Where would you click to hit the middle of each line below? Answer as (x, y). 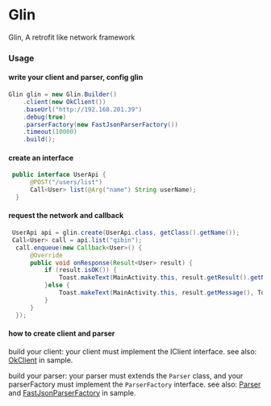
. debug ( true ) (45, 117)
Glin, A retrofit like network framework (72, 37)
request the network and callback (66, 216)
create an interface (41, 157)
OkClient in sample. (41, 360)
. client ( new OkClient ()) (65, 102)
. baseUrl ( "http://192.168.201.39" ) (83, 109)
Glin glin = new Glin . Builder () (63, 94)
